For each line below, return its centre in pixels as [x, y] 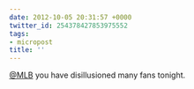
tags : [19, 33]
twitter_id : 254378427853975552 [68, 26]
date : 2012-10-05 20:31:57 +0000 [71, 17]
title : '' [27, 50]
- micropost [31, 42]
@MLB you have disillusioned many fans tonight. [97, 75]
